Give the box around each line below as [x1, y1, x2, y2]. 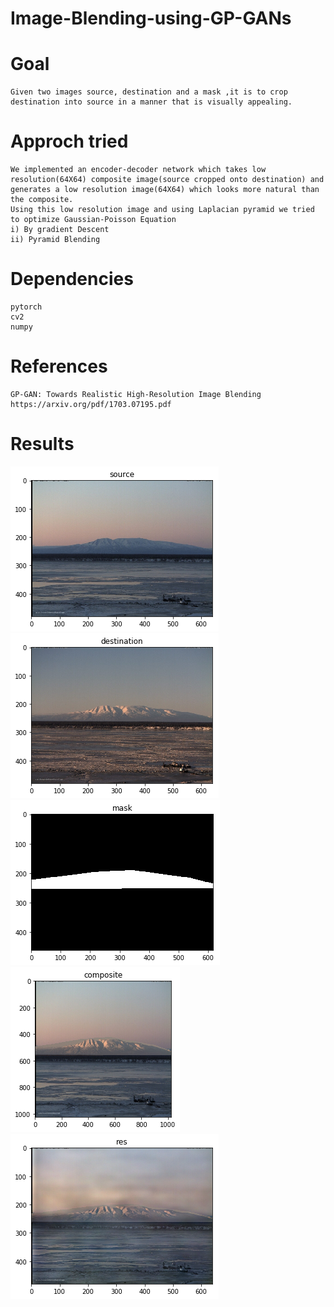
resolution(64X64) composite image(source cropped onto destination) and [10, 175, 325, 185]
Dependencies [10, 268, 134, 291]
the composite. [10, 195, 74, 205]
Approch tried [10, 130, 129, 153]
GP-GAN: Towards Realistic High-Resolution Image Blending [10, 389, 262, 399]
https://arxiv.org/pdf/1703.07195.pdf [10, 399, 172, 409]
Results [10, 433, 75, 456]
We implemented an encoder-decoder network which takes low [10, 165, 267, 175]
